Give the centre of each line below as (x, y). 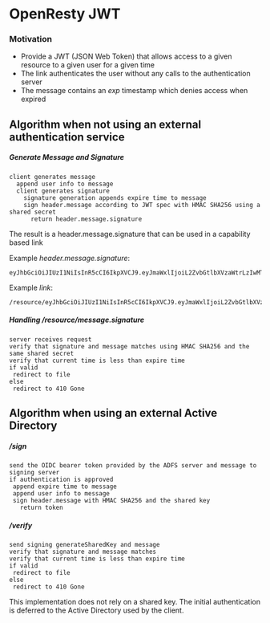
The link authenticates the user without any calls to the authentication (135, 74)
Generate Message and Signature (67, 157)
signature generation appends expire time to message (115, 197)
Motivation (31, 39)
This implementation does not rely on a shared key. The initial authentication (135, 602)
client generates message (52, 177)
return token (41, 508)
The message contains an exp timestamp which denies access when (134, 91)
